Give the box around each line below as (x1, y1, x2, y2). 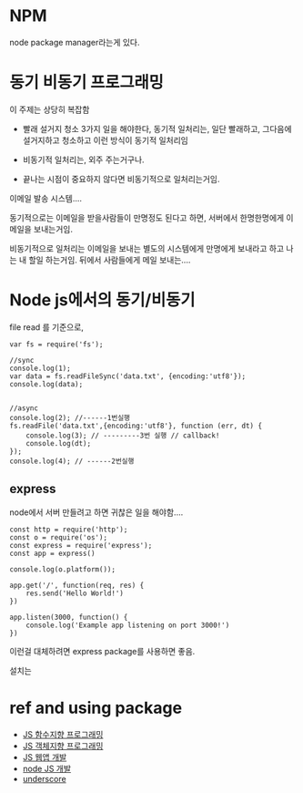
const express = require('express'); (9, 541, 153, 550)
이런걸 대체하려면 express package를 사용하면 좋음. (9, 645, 196, 656)
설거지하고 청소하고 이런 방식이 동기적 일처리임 (22, 134, 188, 146)
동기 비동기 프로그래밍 (9, 72, 164, 93)
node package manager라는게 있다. (9, 36, 140, 47)
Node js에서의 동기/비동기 (9, 290, 196, 311)
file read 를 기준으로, (9, 321, 85, 333)
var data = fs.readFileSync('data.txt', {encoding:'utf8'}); (9, 371, 247, 381)
